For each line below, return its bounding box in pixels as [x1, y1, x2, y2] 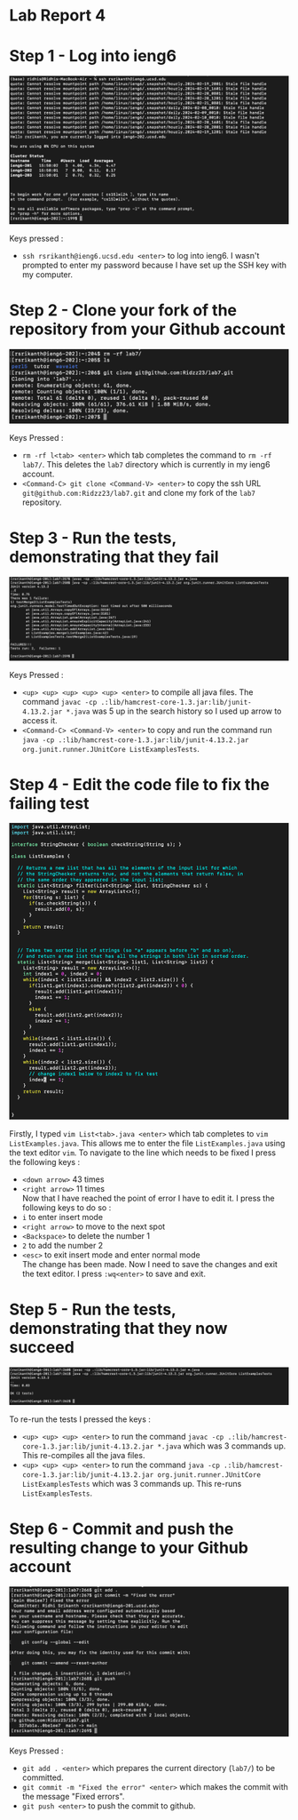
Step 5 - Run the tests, [9, 1299, 176, 1320]
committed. [21, 1772, 64, 1783]
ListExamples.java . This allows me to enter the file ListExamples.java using [9, 1138, 286, 1149]
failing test [9, 793, 90, 813]
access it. [21, 714, 58, 725]
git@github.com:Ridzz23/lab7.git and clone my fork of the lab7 [21, 487, 255, 498]
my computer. [21, 268, 74, 280]
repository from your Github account [9, 319, 286, 339]
